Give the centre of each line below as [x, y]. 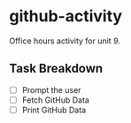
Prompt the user [51, 89]
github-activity [65, 16]
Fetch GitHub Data [56, 100]
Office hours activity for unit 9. [65, 41]
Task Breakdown [56, 69]
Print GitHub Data [54, 110]
